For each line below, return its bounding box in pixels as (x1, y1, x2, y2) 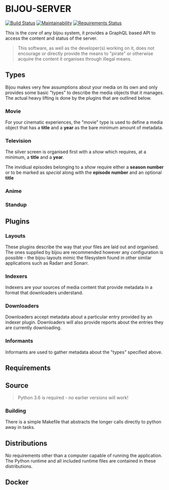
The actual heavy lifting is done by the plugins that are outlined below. (5, 95, 152, 101)
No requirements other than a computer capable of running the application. (5, 452, 162, 458)
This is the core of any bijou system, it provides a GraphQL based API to (5, 30, 156, 36)
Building (5, 407, 26, 414)
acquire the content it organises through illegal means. (17, 55, 132, 62)
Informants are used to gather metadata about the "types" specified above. (5, 349, 162, 355)
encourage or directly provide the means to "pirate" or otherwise (17, 50, 154, 56)
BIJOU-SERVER (5, 3, 72, 15)
